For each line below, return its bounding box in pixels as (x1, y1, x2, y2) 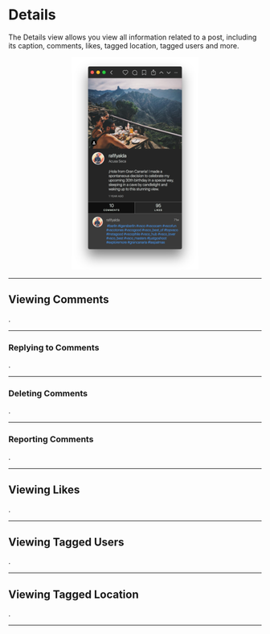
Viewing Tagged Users (8, 535, 125, 549)
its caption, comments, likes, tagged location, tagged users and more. (8, 40, 239, 50)
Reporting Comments (8, 433, 94, 445)
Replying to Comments (8, 342, 100, 353)
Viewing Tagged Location (8, 587, 139, 601)
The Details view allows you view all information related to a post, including (8, 32, 257, 42)
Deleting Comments (8, 388, 88, 400)
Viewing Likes (8, 483, 80, 497)
